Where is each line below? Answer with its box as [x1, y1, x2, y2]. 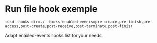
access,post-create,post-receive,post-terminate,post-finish [5, 23, 133, 29]
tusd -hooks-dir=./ [5, 20, 45, 24]
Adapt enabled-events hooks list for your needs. [5, 32, 103, 38]
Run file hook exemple [5, 3, 98, 15]
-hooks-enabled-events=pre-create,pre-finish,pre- [47, 20, 153, 24]
